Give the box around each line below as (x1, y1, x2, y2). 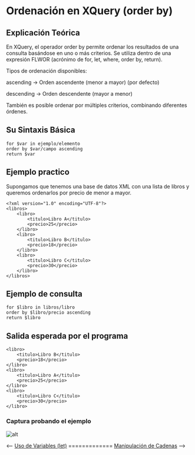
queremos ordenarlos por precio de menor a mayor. (6, 189, 131, 196)
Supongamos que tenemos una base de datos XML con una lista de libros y (6, 183, 190, 190)
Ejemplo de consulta (6, 289, 82, 299)
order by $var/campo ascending (6, 146, 83, 152)
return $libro (6, 315, 41, 321)
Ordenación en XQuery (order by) (6, 4, 173, 18)
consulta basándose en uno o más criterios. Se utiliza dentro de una (6, 50, 171, 57)
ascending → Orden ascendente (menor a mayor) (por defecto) (6, 79, 160, 86)
